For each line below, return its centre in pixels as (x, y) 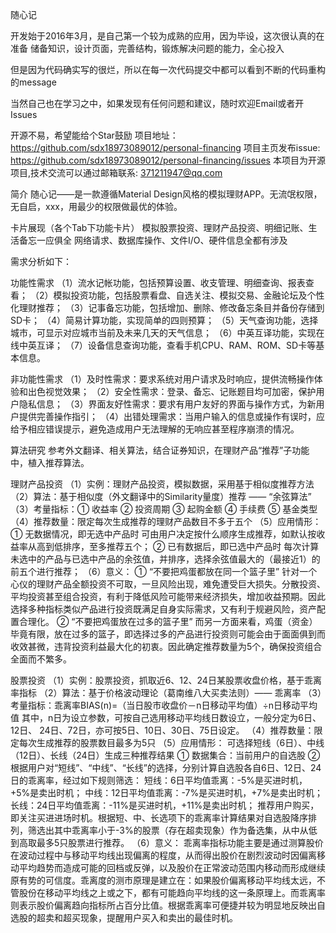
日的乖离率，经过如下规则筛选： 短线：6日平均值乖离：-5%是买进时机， (159, 780)
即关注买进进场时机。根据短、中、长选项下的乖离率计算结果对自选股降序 (159, 817)
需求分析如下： (41, 261)
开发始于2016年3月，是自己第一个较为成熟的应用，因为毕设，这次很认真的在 (167, 36)
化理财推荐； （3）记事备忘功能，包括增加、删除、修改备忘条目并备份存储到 (167, 307)
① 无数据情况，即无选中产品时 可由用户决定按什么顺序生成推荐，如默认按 (163, 534)
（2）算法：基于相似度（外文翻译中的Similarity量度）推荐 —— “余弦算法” (161, 496)
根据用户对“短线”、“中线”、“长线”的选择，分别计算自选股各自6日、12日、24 (166, 767)
